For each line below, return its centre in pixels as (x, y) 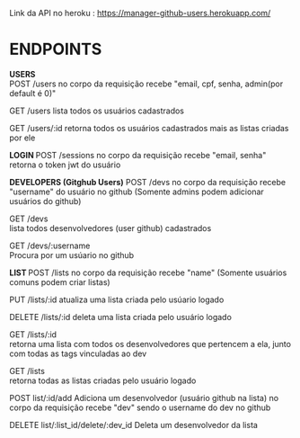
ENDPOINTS (56, 49)
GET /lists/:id (33, 334)
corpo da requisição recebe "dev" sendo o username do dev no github (140, 407)
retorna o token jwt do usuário (65, 165)
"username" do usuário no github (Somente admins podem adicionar (137, 192)
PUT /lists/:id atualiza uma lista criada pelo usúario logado (117, 299)
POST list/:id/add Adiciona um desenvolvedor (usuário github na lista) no (144, 398)
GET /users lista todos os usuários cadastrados (97, 111)
